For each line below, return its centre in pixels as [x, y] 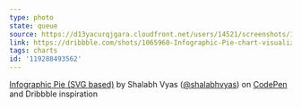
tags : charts [34, 51]
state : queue [34, 26]
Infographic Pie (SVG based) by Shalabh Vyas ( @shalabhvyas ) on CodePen [149, 84]
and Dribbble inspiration [54, 94]
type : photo [31, 17]
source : [24, 34]
